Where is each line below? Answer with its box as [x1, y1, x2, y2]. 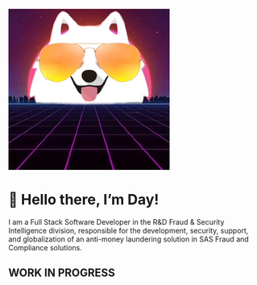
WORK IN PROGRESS [8, 266, 115, 280]
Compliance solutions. [8, 242, 82, 252]
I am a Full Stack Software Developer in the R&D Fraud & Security [8, 217, 225, 226]
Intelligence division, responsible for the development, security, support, [8, 225, 249, 235]
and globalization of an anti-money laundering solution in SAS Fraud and [8, 234, 250, 244]
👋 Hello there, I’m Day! [8, 191, 160, 209]
